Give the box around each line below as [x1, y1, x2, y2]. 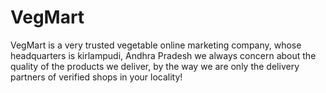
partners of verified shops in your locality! [10, 71, 183, 83]
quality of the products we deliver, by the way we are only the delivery [10, 60, 300, 72]
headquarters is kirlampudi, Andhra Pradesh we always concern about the [10, 49, 317, 61]
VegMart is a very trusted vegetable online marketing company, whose [10, 39, 302, 51]
